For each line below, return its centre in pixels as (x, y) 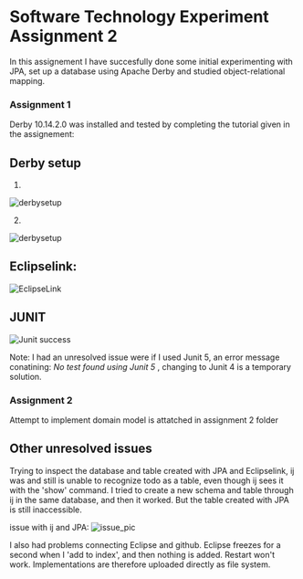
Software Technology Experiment (139, 17)
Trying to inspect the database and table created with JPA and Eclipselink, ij (152, 470)
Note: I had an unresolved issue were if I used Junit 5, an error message (145, 357)
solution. (26, 376)
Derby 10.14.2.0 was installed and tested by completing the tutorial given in (150, 124)
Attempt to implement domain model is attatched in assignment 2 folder (144, 420)
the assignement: (42, 134)
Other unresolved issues (81, 449)
